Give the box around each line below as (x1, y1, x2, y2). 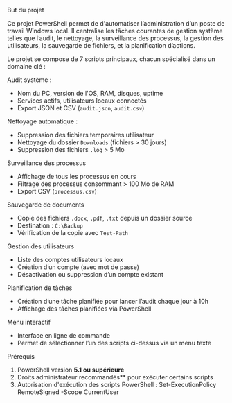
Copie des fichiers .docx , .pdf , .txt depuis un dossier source (17, 214, 193, 222)
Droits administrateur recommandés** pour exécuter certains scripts (17, 373, 213, 381)
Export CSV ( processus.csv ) (17, 187, 97, 195)
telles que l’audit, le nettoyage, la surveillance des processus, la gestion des (7, 34, 224, 42)
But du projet (7, 6, 44, 14)
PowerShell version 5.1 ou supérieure (17, 366, 125, 374)
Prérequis (7, 352, 35, 360)
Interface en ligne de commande (17, 332, 111, 339)
